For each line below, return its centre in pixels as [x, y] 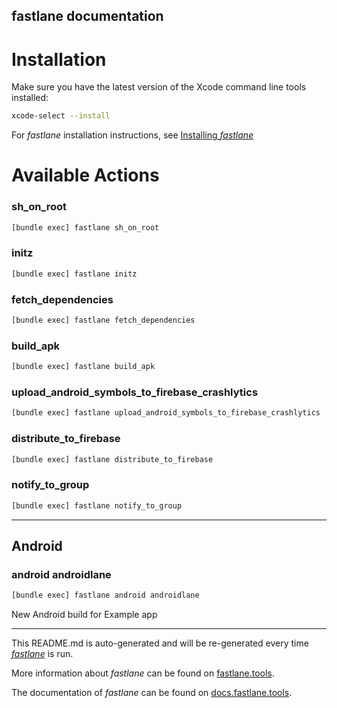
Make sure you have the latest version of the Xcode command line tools [159, 87]
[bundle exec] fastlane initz [74, 274]
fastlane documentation [87, 16]
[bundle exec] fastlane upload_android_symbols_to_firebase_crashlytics [166, 413]
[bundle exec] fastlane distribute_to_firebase [112, 459]
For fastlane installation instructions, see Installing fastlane [132, 135]
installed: [30, 98]
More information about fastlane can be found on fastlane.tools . [143, 673]
